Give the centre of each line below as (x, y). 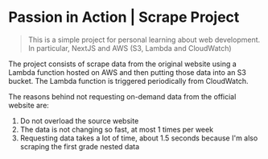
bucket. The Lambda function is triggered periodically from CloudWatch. (128, 81)
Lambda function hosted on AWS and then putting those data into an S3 (128, 72)
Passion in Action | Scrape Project (124, 17)
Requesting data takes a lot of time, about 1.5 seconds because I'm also (139, 138)
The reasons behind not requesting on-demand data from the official (122, 96)
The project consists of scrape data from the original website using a (123, 64)
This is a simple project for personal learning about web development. (144, 40)
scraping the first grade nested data (80, 146)
